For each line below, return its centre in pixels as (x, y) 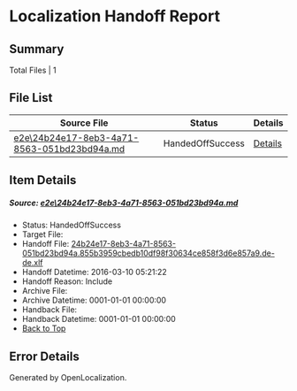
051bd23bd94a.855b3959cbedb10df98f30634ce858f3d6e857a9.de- (148, 253)
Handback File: (49, 310)
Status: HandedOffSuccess (72, 225)
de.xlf (32, 263)
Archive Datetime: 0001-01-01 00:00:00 (94, 300)
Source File (84, 123)
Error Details (44, 356)
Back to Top (44, 328)
